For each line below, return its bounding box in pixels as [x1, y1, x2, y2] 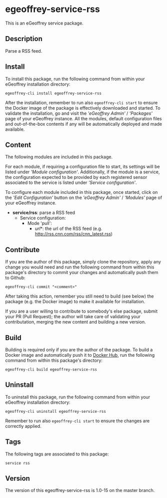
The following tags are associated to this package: [5, 451, 109, 457]
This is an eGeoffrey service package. [5, 20, 83, 26]
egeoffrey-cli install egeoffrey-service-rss [5, 91, 101, 96]
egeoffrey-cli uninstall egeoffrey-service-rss [5, 409, 106, 414]
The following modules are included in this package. [5, 154, 113, 160]
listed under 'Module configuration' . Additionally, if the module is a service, [5, 169, 160, 175]
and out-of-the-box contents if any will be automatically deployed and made [5, 121, 162, 127]
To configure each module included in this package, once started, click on [5, 189, 158, 195]
